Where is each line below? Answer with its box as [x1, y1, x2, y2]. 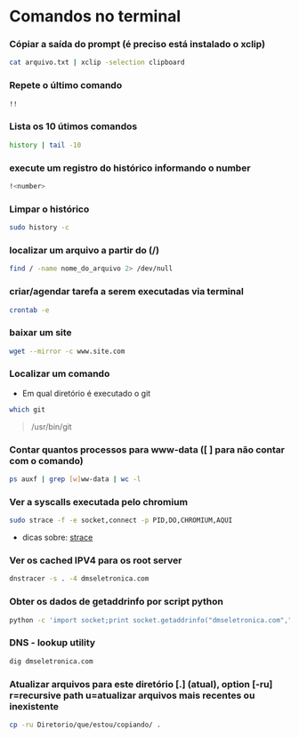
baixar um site [9, 326, 73, 339]
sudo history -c [9, 223, 69, 232]
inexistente [9, 700, 60, 712]
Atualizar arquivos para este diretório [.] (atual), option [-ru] [9, 678, 273, 690]
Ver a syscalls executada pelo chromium [9, 495, 189, 508]
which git [9, 405, 46, 414]
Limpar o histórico [9, 203, 90, 215]
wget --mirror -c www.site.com [9, 347, 125, 356]
